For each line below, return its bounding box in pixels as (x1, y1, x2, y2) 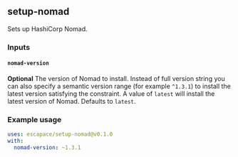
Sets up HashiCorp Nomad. (7, 24, 88, 33)
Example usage (7, 114, 62, 124)
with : (7, 138, 24, 145)
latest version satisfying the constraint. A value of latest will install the (7, 89, 215, 98)
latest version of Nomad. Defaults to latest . (7, 97, 136, 105)
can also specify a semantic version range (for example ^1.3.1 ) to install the (7, 82, 232, 90)
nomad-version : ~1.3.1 (14, 144, 81, 151)
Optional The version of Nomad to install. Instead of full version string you (7, 74, 226, 82)
